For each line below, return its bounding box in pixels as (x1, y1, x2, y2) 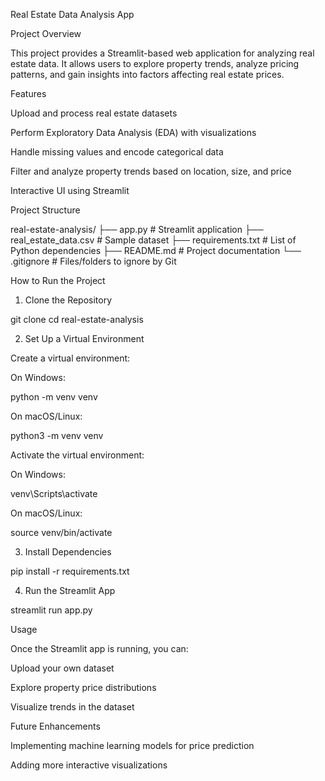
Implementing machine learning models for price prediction (10, 740, 255, 751)
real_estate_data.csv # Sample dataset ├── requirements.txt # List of (10, 234, 297, 246)
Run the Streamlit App (24, 585, 116, 596)
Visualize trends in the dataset (10, 701, 135, 713)
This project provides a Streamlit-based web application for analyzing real (10, 47, 315, 59)
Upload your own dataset (10, 662, 115, 674)
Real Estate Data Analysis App (10, 9, 135, 20)
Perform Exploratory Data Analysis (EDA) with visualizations (10, 127, 257, 138)
